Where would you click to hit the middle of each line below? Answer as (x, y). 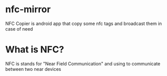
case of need (19, 29)
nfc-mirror (28, 9)
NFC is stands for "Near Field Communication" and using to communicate (83, 64)
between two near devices (33, 69)
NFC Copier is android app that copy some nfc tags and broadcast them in (83, 23)
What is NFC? (35, 50)
